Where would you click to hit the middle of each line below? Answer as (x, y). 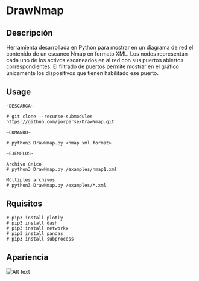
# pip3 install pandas (35, 233)
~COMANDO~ (19, 132)
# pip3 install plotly (35, 218)
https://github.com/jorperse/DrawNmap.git (60, 121)
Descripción (30, 33)
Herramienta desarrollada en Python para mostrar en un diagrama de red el (100, 47)
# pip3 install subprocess (40, 239)
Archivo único (24, 164)
